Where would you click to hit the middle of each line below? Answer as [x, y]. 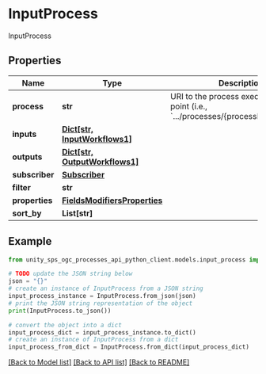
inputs [25, 134]
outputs [27, 157]
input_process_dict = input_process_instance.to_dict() [102, 332]
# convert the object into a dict [65, 325]
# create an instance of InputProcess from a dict [93, 340]
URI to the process [205, 96]
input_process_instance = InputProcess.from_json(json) [102, 296]
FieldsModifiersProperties [112, 200]
